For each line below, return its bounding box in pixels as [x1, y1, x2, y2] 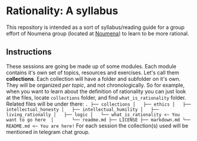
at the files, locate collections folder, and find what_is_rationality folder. [6, 94, 186, 101]
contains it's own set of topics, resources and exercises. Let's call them [6, 69, 179, 76]
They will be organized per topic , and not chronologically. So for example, [6, 81, 185, 88]
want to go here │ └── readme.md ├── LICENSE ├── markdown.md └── [6, 117, 191, 123]
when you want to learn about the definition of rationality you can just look [6, 87, 186, 95]
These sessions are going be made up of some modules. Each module [6, 63, 176, 70]
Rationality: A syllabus [6, 4, 119, 18]
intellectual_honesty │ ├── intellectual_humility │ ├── [6, 106, 159, 113]
